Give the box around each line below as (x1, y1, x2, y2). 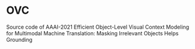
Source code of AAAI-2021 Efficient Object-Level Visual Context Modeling (6, 23, 190, 30)
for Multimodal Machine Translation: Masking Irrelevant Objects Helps (6, 29, 179, 36)
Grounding (6, 36, 33, 43)
